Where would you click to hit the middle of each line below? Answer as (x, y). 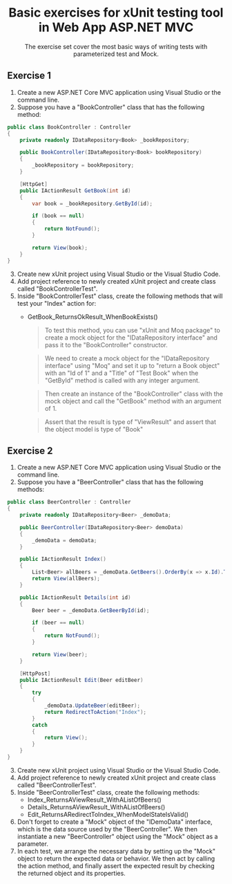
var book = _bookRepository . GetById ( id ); (93, 203)
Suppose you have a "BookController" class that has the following (111, 107)
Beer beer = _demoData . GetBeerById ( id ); (91, 610)
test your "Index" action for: (57, 303)
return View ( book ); (60, 248)
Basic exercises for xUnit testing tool (116, 13)
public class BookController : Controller (69, 127)
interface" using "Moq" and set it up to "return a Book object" (132, 365)
